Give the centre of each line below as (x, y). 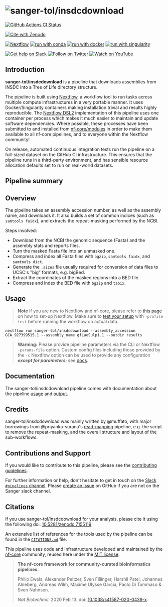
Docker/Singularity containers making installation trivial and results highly (81, 107)
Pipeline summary (34, 181)
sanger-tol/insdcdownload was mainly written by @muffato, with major (78, 421)
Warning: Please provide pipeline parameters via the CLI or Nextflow (89, 344)
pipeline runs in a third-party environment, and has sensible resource (77, 160)
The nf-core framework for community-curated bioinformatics (84, 564)
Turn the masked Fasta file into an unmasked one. (64, 251)
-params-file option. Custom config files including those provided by (89, 349)
